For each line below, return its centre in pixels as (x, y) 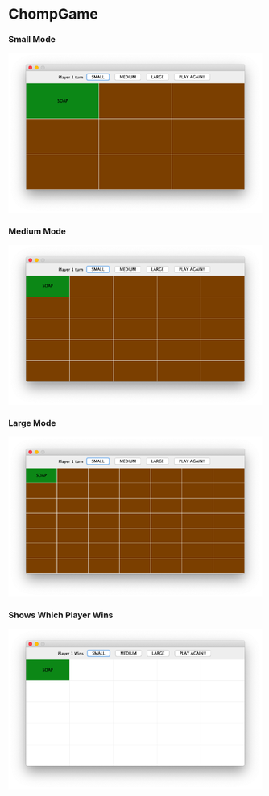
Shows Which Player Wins (61, 615)
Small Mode (32, 40)
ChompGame (54, 14)
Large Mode (32, 423)
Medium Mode (37, 231)
